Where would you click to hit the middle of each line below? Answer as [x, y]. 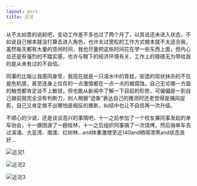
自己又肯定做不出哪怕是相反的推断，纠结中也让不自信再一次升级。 [96, 105]
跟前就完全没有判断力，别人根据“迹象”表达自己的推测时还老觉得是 [90, 98]
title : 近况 [20, 17]
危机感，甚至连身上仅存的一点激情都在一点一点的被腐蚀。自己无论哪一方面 [101, 83]
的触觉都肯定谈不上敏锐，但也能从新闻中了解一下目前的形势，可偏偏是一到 [96, 91]
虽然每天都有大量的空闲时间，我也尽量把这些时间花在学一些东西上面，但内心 [98, 49]
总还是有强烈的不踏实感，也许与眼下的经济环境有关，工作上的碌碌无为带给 [96, 56]
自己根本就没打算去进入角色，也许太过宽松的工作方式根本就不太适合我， [103, 42]
